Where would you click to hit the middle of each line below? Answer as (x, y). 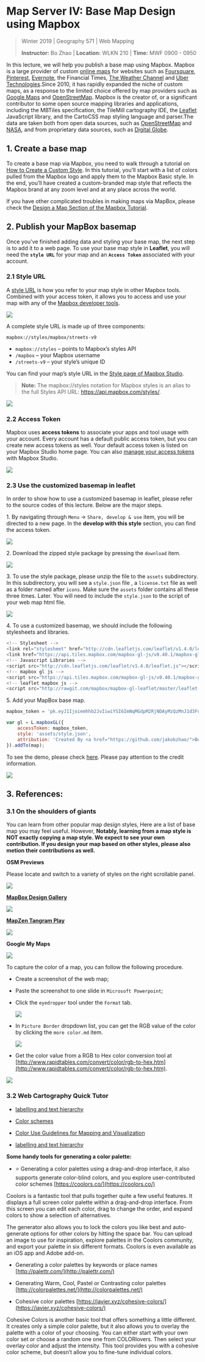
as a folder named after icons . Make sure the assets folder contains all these (103, 589)
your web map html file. (36, 603)
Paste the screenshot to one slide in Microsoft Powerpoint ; (89, 991)
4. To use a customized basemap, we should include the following (89, 626)
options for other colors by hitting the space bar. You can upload (111, 1233)
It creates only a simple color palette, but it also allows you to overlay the (98, 1326)
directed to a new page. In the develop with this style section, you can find (101, 523)
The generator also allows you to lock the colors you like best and (89, 1227)
